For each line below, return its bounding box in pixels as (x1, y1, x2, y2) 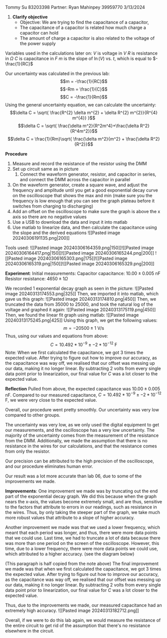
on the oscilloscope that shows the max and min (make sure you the (12, 193, 153, 198)
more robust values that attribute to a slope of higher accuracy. (5, 515, 135, 521)
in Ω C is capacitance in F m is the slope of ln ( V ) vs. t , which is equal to (5, 56, 152, 62)
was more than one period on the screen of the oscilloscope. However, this (5, 540, 160, 546)
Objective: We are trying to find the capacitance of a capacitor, (19, 20, 149, 25)
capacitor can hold (19, 30, 59, 36)
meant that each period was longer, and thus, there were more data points (5, 530, 158, 536)
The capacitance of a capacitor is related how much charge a (19, 25, 146, 31)
